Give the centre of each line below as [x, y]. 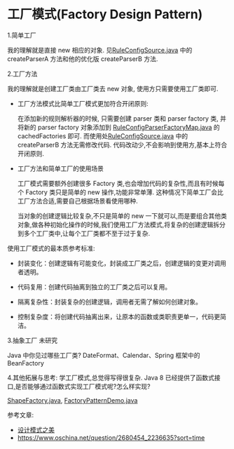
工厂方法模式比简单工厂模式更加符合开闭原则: [83, 103]
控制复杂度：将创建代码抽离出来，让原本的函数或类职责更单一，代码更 [119, 316]
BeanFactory [26, 363]
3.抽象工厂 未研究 [33, 340]
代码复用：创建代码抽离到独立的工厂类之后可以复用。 [94, 287]
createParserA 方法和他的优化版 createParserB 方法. [83, 59]
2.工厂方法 [22, 74]
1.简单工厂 [22, 35]
